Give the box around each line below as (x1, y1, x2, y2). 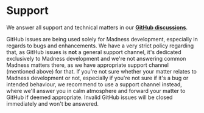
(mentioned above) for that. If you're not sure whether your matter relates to (6, 67, 197, 75)
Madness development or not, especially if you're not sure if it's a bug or (6, 74, 189, 81)
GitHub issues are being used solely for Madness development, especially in (6, 35, 198, 43)
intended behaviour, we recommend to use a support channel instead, (6, 80, 183, 88)
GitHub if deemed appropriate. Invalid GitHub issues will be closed (6, 94, 173, 101)
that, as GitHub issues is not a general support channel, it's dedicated (6, 48, 181, 55)
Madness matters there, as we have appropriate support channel (6, 61, 169, 69)
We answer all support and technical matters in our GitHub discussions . (6, 24, 188, 31)
